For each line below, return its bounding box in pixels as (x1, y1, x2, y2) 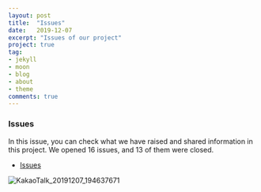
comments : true (8, 92, 59, 100)
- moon (8, 63, 30, 71)
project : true (8, 41, 55, 49)
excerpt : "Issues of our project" (8, 33, 123, 42)
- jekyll (8, 56, 37, 64)
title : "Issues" (8, 19, 66, 27)
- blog (8, 70, 30, 78)
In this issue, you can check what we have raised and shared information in (8, 136, 253, 146)
